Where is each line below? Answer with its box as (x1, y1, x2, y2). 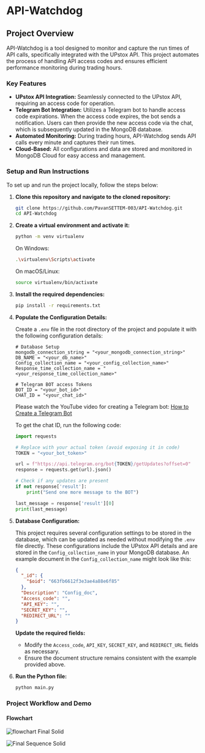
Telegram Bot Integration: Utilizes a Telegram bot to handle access (15, 106, 185, 114)
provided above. (24, 661, 66, 668)
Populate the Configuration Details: (15, 314, 107, 321)
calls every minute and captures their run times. (15, 139, 136, 146)
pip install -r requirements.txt (15, 302, 101, 309)
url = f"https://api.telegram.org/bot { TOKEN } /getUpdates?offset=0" (15, 461, 192, 467)
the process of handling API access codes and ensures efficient (6, 58, 168, 64)
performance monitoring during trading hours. (6, 64, 122, 71)
